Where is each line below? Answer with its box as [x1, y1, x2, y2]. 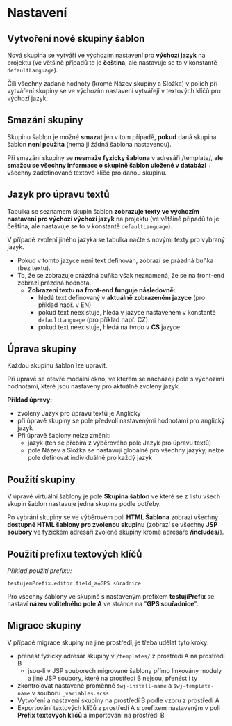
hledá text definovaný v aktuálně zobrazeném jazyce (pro [38, 293, 206, 301]
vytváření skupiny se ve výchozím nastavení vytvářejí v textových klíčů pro [7, 87, 221, 95]
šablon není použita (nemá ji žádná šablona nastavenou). [7, 140, 172, 148]
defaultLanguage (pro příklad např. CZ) [38, 315, 148, 324]
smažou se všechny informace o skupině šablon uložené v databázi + [7, 161, 213, 169]
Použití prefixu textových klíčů [7, 548, 142, 560]
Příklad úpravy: [7, 395, 53, 404]
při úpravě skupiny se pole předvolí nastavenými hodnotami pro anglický [17, 416, 225, 425]
